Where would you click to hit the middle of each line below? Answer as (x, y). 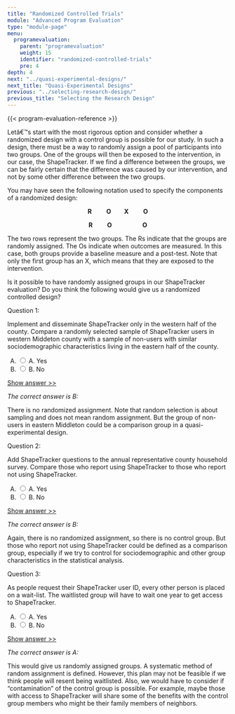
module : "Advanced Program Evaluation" (66, 20)
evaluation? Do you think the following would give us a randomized (104, 289)
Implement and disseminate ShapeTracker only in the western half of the (112, 324)
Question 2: (24, 446)
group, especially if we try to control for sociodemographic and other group (116, 553)
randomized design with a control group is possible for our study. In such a (115, 140)
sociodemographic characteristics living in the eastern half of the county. (113, 346)
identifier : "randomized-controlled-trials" (86, 60)
